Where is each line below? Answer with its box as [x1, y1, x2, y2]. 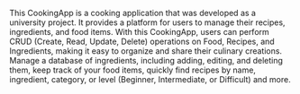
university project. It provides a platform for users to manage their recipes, [9, 17, 286, 28]
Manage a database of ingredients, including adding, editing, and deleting [9, 56, 284, 65]
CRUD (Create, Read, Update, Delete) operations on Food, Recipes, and [9, 36, 275, 47]
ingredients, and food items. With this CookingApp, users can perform [9, 27, 270, 37]
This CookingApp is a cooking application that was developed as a [9, 8, 257, 18]
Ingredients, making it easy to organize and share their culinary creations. [9, 46, 282, 56]
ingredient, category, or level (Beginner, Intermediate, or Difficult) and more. [9, 74, 291, 84]
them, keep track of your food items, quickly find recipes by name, [9, 64, 257, 75]
